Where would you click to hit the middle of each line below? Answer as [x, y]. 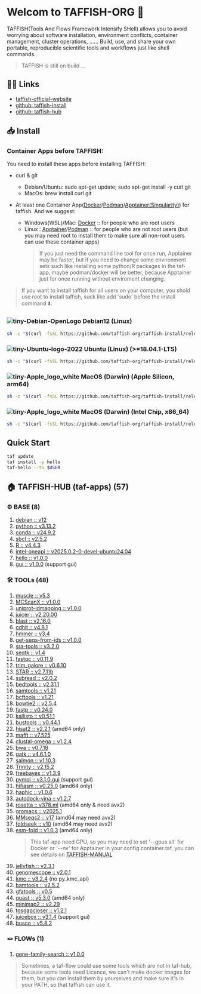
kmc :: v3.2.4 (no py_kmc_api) [52, 878]
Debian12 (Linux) [107, 321]
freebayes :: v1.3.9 [38, 773]
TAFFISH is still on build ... [53, 66]
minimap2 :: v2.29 [38, 904]
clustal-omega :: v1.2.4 [44, 741]
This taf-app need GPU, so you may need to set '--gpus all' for [107, 842]
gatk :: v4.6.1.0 [33, 754]
